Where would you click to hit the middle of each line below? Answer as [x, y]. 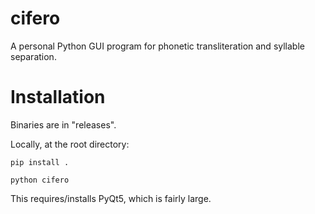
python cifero [40, 180]
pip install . [40, 162]
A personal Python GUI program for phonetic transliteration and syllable [157, 46]
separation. [33, 56]
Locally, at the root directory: [70, 144]
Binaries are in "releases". [63, 124]
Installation [58, 97]
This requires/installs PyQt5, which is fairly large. [111, 198]
